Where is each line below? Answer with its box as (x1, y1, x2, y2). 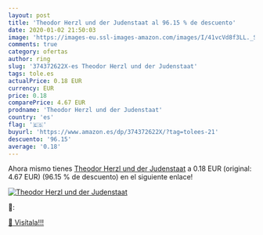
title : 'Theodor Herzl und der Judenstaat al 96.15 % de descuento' (8, 19, 236, 27)
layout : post (8, 11, 51, 20)
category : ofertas (8, 48, 68, 56)
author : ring (8, 56, 51, 63)
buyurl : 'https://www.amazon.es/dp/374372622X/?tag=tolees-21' (8, 128, 219, 136)
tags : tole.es (8, 70, 55, 78)
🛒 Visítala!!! (8, 218, 45, 227)
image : (8, 33, 30, 42)
